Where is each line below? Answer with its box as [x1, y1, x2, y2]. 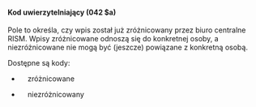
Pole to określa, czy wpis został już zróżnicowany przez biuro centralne [7, 25, 246, 35]
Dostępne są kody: [7, 58, 70, 68]
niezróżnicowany [27, 90, 84, 100]
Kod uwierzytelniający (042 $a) [7, 7, 117, 17]
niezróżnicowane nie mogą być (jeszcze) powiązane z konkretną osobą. [7, 42, 249, 53]
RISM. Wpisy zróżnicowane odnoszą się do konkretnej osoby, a [7, 34, 220, 44]
